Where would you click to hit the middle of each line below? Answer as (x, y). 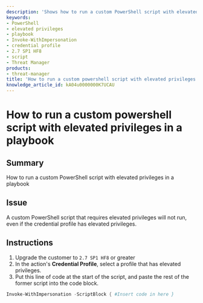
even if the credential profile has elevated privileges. (72, 224)
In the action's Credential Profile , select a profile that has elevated (98, 264)
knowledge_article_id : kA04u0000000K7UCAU (60, 85)
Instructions (30, 243)
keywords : (19, 18)
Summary (25, 163)
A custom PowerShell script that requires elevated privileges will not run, (97, 217)
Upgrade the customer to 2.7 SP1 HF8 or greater (75, 257)
